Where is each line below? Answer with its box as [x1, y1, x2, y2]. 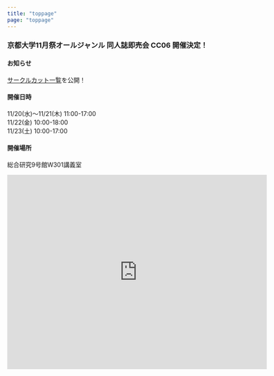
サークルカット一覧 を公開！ [7, 75, 86, 84]
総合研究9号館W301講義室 [7, 160, 82, 169]
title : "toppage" [7, 10, 57, 17]
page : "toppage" [7, 17, 54, 23]
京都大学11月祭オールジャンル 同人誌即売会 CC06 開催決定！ [7, 41, 208, 50]
